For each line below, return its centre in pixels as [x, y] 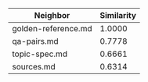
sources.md [34, 67]
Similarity [118, 15]
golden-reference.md [52, 29]
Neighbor [52, 15]
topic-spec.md [40, 54]
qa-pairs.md [35, 41]
